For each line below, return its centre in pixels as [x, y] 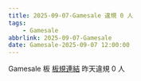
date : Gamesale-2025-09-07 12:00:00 [69, 45]
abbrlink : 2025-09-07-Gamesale [60, 38]
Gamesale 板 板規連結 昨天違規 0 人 [67, 69]
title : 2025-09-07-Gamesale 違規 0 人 [71, 15]
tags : [17, 23]
